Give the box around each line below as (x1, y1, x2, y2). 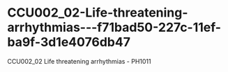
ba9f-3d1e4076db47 (7, 35, 131, 50)
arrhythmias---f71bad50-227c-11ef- (7, 19, 222, 35)
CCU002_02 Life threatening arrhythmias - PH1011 (7, 57, 151, 65)
